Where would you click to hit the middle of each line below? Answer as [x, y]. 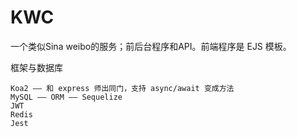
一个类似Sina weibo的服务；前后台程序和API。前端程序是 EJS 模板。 [151, 46]
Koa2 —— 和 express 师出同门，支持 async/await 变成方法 [122, 88]
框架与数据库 [36, 67]
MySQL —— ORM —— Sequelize [66, 97]
